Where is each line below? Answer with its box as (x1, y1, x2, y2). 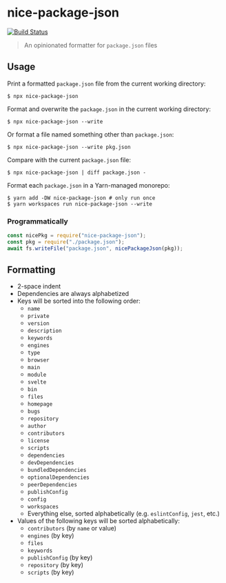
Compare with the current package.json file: (7, 155, 131, 164)
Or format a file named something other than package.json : (7, 130, 174, 139)
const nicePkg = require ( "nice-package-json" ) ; (7, 233, 147, 239)
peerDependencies (27, 482, 78, 488)
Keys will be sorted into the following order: (17, 297, 141, 305)
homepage (27, 401, 53, 408)
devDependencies (27, 460, 74, 466)
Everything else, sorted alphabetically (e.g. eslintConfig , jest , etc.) (27, 509, 220, 518)
